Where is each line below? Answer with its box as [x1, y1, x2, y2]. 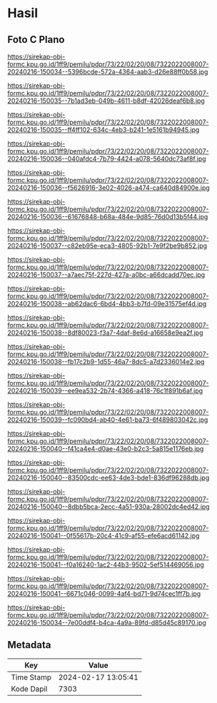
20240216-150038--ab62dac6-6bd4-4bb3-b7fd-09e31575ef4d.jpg [7, 300, 207, 308]
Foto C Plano [7, 34, 65, 46]
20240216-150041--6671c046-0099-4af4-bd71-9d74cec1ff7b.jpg [7, 590, 201, 597]
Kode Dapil [11, 684, 48, 694]
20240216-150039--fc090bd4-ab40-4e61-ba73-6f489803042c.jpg [7, 415, 208, 424]
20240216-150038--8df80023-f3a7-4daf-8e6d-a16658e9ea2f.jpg [7, 328, 203, 337]
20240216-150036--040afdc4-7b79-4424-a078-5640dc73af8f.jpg [7, 155, 206, 163]
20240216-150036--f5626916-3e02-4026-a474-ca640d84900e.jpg [7, 183, 211, 192]
